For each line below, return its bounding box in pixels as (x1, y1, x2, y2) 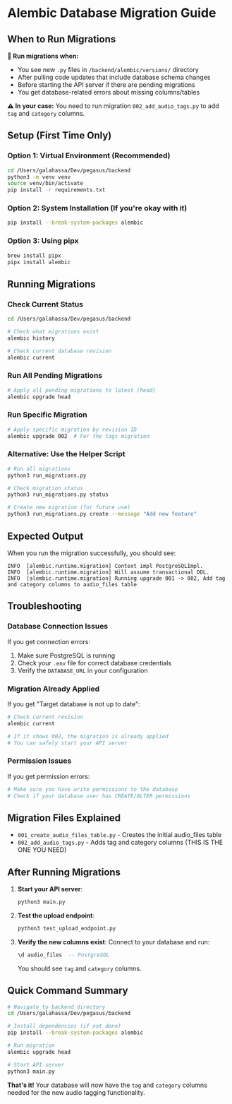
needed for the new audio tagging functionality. (7, 1088, 146, 1096)
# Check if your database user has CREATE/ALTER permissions (7, 793, 191, 800)
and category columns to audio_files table (7, 581, 138, 588)
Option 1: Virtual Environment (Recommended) (7, 150, 171, 160)
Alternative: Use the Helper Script (7, 449, 126, 459)
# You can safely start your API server (7, 740, 128, 747)
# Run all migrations (7, 465, 71, 473)
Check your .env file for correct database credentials (17, 658, 171, 667)
